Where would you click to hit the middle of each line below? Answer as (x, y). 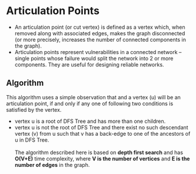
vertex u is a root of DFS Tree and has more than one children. (90, 121)
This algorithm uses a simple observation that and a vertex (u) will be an (94, 97)
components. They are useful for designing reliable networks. (89, 64)
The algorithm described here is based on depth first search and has (99, 152)
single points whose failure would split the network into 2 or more (94, 58)
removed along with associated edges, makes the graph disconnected (100, 33)
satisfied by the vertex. (34, 109)
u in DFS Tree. (32, 140)
